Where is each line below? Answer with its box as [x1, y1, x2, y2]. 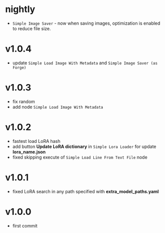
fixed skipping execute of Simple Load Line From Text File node [12, 154, 148, 160]
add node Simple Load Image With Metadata [12, 104, 103, 110]
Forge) [12, 65, 27, 70]
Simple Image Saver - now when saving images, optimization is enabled [12, 20, 160, 26]
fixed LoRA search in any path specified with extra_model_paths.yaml [12, 188, 159, 194]
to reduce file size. [12, 25, 51, 31]
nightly [5, 4, 36, 15]
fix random [12, 98, 35, 104]
